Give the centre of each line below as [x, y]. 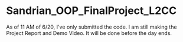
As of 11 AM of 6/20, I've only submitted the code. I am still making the [91, 27]
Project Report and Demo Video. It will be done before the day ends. [89, 33]
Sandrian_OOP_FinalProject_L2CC [91, 11]
